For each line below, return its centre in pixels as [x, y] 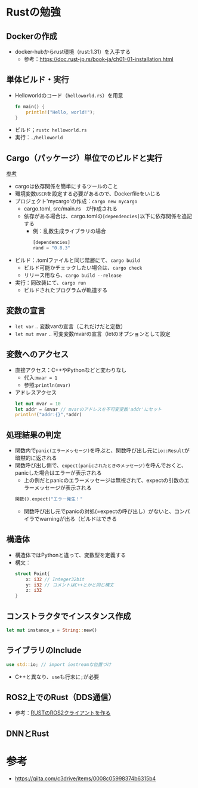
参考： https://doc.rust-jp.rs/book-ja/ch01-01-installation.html [99, 59]
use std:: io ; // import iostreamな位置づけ [59, 664]
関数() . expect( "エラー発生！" [49, 499]
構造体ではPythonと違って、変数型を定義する [70, 555]
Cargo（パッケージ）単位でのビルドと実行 [84, 158]
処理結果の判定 [34, 435]
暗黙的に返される [36, 458]
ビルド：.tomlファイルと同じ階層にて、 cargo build [77, 260]
